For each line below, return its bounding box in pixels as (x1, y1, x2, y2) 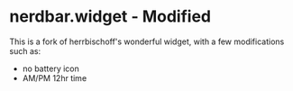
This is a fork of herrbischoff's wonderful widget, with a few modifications (9, 36, 285, 47)
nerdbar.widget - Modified (9, 6, 212, 27)
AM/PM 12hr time (22, 72, 87, 83)
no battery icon (22, 63, 79, 74)
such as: (9, 45, 41, 56)
